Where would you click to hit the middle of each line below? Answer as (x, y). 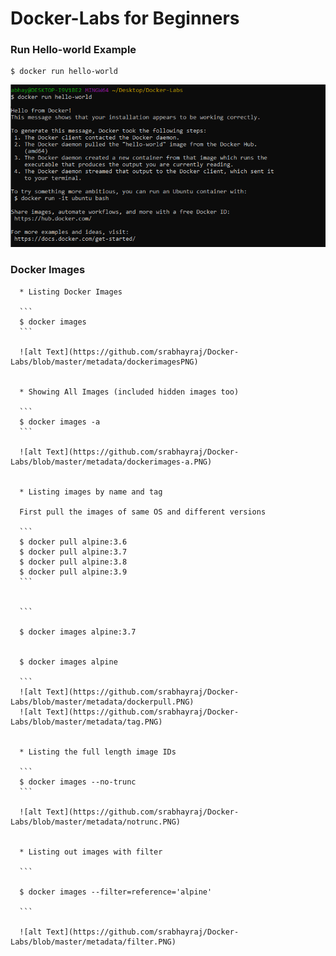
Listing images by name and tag (95, 492)
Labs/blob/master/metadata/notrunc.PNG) (96, 822)
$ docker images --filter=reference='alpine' (116, 892)
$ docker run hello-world (64, 72)
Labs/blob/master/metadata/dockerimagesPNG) (104, 362)
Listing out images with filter (95, 852)
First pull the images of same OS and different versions (143, 512)
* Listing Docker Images (71, 292)
